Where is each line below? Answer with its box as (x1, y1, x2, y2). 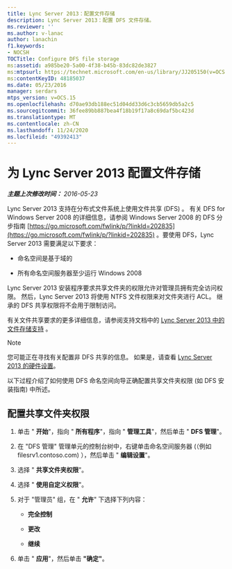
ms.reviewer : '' (7, 23, 54, 30)
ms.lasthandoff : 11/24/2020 (7, 127, 89, 134)
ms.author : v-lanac (7, 29, 64, 37)
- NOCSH (7, 49, 30, 56)
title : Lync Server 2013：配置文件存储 (7, 10, 115, 17)
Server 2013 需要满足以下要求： (7, 240, 99, 248)
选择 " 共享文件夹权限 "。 (17, 466, 88, 474)
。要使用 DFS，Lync (156, 231, 214, 239)
